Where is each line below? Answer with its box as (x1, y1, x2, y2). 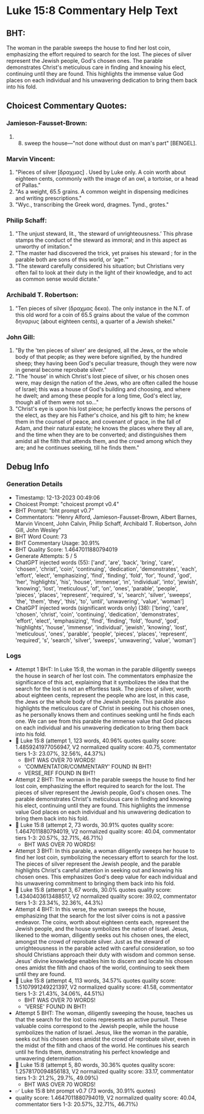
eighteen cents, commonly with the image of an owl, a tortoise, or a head (15, 175, 199, 182)
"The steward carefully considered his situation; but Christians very (15, 262, 185, 270)
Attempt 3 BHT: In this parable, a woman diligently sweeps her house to (15, 847, 195, 855)
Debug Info (6, 461, 49, 472)
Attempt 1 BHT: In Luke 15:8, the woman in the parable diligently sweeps (15, 665, 196, 673)
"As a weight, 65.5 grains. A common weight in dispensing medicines (15, 187, 189, 195)
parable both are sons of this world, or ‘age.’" (15, 256, 129, 263)
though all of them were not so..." (15, 398, 99, 406)
